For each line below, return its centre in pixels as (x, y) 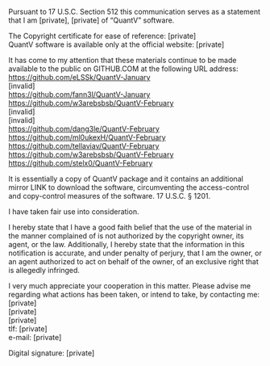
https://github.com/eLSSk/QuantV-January (79, 77)
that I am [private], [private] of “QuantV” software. (91, 20)
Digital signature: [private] (52, 353)
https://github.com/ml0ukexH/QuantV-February (87, 137)
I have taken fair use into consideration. (74, 212)
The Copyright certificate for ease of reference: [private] (102, 36)
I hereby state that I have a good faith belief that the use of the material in (130, 227)
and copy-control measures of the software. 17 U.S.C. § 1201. (110, 196)
